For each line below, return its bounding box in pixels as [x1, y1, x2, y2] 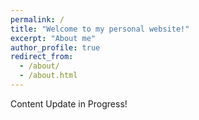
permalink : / [10, 14, 65, 25]
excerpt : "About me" [10, 33, 97, 43]
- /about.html [19, 71, 78, 81]
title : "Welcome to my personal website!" [10, 24, 190, 34]
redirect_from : [10, 52, 74, 62]
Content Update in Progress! [10, 97, 128, 110]
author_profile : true [10, 42, 101, 53]
